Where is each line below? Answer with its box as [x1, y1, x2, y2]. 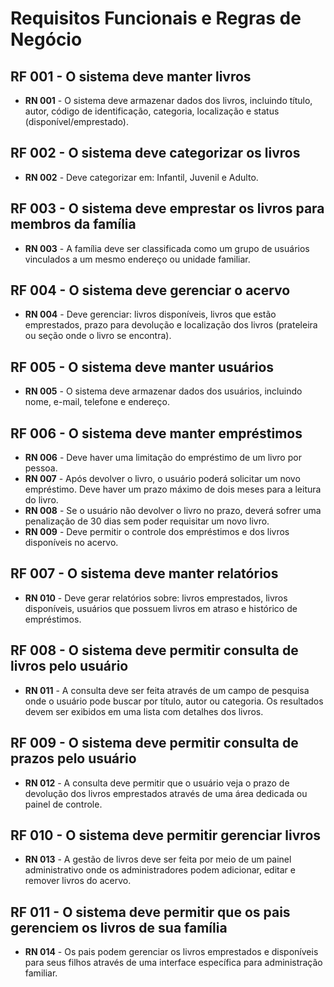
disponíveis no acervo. [24, 537, 119, 549]
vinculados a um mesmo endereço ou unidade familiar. [24, 253, 251, 265]
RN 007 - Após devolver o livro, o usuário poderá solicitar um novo [24, 473, 301, 485]
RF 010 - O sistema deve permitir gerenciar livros [10, 827, 322, 844]
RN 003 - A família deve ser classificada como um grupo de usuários [24, 242, 310, 254]
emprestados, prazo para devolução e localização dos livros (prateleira [24, 319, 318, 331]
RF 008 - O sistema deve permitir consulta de [10, 642, 299, 659]
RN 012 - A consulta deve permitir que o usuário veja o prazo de [24, 777, 290, 789]
